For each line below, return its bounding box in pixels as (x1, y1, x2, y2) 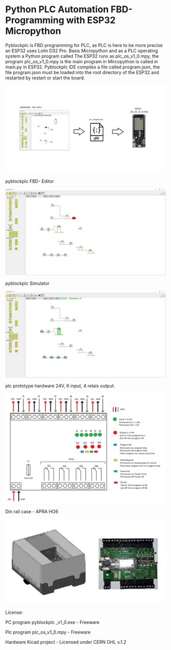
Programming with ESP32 (5, 14, 116, 26)
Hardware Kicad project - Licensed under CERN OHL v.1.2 (5, 639, 127, 645)
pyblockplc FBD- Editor (5, 178, 54, 184)
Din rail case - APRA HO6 (5, 509, 59, 515)
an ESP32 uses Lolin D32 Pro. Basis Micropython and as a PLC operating (5, 47, 158, 54)
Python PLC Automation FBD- (5, 4, 133, 15)
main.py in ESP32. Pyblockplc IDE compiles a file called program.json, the (5, 64, 160, 70)
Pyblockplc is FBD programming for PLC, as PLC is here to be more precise (5, 42, 163, 48)
